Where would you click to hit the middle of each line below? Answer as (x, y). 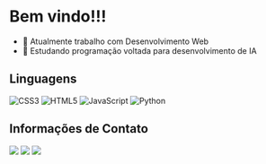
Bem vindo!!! (58, 17)
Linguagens (43, 79)
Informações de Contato (79, 129)
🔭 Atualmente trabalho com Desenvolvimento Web (115, 41)
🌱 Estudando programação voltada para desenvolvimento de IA (140, 50)
